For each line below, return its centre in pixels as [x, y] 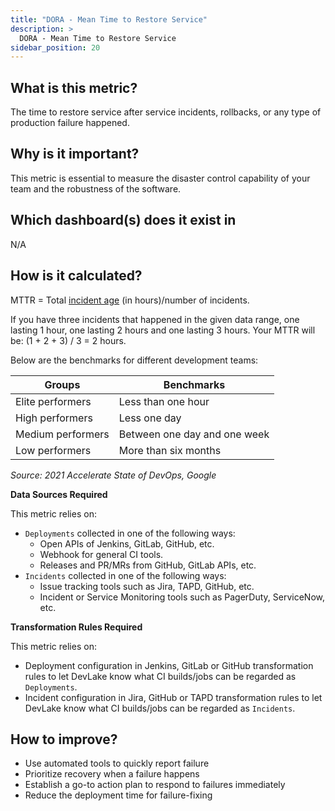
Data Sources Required [59, 494]
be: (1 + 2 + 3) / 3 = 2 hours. [68, 340]
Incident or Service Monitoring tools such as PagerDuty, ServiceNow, [182, 597]
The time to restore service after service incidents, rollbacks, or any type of [166, 112]
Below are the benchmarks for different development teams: [134, 360]
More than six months [170, 450]
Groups [62, 384]
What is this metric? [74, 87]
